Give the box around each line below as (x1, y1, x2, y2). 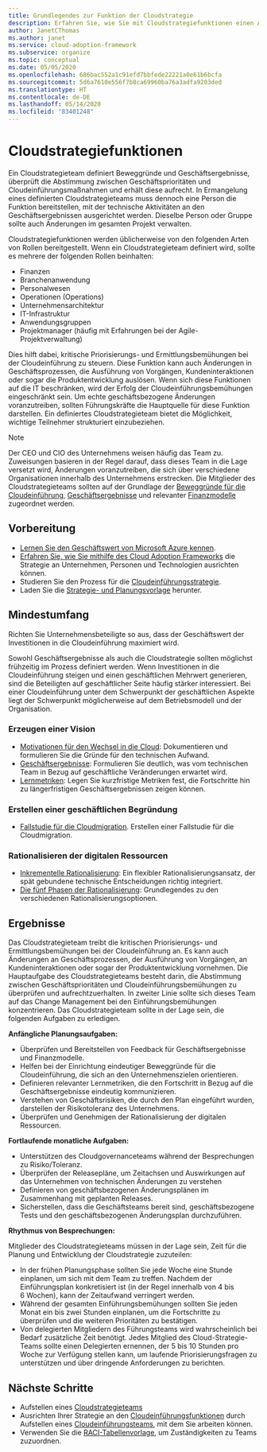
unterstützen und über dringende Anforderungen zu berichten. (19, 1358, 225, 1368)
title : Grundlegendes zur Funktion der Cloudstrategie (8, 11, 194, 20)
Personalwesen (19, 283, 71, 293)
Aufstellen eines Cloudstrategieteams (19, 1403, 143, 1412)
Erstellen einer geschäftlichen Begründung (8, 804, 178, 815)
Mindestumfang (8, 608, 90, 622)
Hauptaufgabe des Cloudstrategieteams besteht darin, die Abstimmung (8, 972, 242, 981)
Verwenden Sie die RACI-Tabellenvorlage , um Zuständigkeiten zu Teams (19, 1428, 257, 1438)
